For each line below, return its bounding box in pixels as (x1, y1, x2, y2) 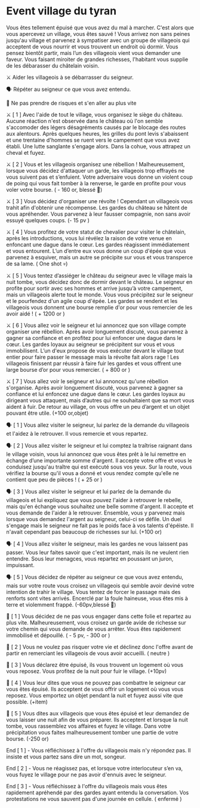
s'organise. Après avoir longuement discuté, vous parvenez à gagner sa (6, 384, 183, 391)
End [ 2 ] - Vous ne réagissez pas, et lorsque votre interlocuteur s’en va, (6, 764, 183, 772)
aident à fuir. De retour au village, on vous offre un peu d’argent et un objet (6, 403, 190, 410)
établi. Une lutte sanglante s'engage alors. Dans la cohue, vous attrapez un (6, 142, 191, 150)
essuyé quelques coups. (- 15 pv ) (6, 216, 90, 224)
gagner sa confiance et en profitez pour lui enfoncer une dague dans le (6, 334, 182, 341)
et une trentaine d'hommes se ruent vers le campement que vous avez (6, 136, 180, 143)
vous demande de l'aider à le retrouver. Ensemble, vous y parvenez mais (6, 509, 185, 516)
